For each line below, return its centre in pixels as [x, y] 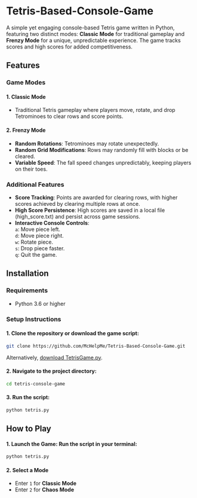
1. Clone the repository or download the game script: [73, 333]
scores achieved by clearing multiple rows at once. [77, 204]
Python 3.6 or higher [40, 303]
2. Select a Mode [27, 470]
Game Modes [26, 83]
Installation [27, 274]
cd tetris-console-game [36, 384]
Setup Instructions [34, 319]
